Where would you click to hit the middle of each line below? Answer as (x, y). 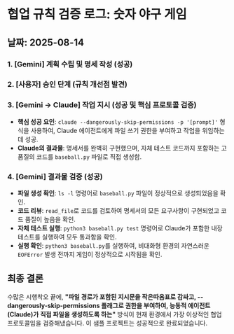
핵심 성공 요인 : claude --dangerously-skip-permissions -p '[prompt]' (118, 121)
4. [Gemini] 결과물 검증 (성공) (55, 176)
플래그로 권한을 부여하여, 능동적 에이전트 (156, 305)
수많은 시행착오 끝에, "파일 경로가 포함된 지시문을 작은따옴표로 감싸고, (102, 297)
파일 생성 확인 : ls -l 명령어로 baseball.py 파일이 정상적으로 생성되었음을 (118, 193)
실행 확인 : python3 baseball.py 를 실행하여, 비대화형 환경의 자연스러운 (113, 246)
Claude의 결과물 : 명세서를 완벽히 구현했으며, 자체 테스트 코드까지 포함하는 (118, 148)
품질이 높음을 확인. (50, 220)
